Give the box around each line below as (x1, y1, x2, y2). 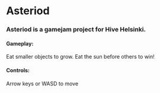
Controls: (6, 66, 30, 73)
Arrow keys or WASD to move (6, 80, 79, 87)
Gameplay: (6, 40, 34, 47)
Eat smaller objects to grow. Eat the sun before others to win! (6, 53, 155, 60)
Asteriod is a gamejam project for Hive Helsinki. (6, 25, 146, 34)
